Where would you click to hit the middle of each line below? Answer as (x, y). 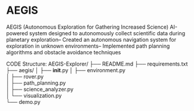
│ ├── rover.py (25, 76)
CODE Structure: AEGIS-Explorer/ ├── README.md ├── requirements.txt (97, 64)
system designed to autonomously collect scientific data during (107, 33)
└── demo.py (23, 101)
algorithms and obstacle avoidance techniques (64, 52)
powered (17, 33)
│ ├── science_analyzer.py (40, 89)
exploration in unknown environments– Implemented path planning (88, 46)
